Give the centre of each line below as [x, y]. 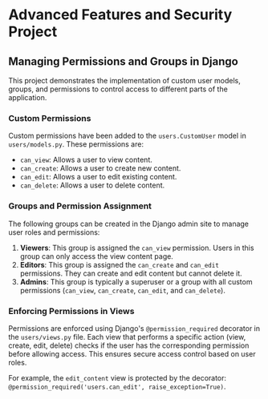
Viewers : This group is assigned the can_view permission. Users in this [137, 248]
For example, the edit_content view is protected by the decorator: [118, 377]
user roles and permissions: [54, 232]
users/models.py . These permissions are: [76, 144]
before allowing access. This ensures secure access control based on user [132, 353]
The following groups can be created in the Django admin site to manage [129, 224]
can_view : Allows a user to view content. [86, 160]
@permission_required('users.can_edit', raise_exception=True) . [117, 386]
